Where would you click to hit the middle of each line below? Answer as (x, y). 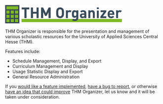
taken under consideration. (33, 97)
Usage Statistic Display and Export (47, 72)
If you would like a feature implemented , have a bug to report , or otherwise (81, 86)
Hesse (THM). (19, 42)
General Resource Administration (46, 77)
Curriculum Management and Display (50, 66)
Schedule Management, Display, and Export (57, 61)
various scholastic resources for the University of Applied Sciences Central (81, 36)
